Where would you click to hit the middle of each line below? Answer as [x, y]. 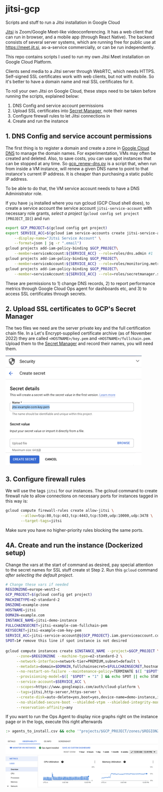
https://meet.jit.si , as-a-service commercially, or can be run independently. [80, 47]
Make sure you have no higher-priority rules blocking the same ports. [74, 530]
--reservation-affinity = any [44, 708]
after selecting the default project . [40, 575]
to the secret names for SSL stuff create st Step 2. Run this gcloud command [81, 570]
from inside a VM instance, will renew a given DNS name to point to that [77, 169]
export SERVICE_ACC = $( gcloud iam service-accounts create [65, 233]
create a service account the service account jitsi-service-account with [79, 208]
